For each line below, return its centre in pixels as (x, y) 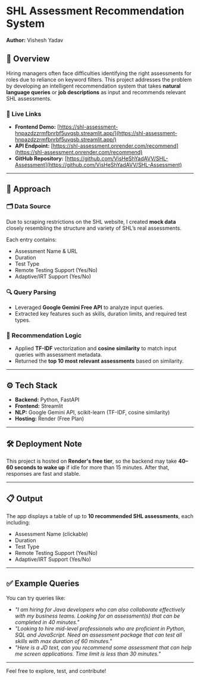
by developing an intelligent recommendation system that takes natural (93, 86)
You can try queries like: (36, 598)
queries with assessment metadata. (58, 355)
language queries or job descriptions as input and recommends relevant (96, 92)
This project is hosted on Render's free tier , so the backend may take (92, 461)
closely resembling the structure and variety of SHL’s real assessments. (94, 228)
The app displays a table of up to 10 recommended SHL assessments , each (100, 516)
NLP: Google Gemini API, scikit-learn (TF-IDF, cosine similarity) (92, 413)
